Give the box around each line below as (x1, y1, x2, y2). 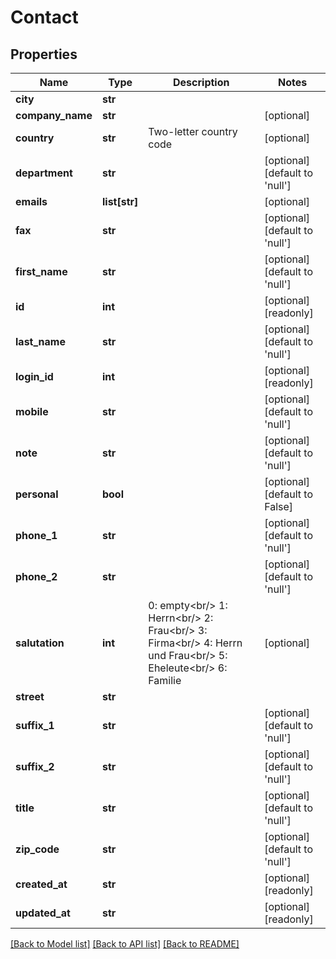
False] (264, 500, 294, 513)
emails (15, 195, 48, 208)
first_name (15, 265, 68, 278)
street (15, 690, 45, 703)
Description (173, 76, 230, 89)
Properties (10, 46, 78, 63)
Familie (148, 674, 182, 687)
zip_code (15, 842, 60, 856)
